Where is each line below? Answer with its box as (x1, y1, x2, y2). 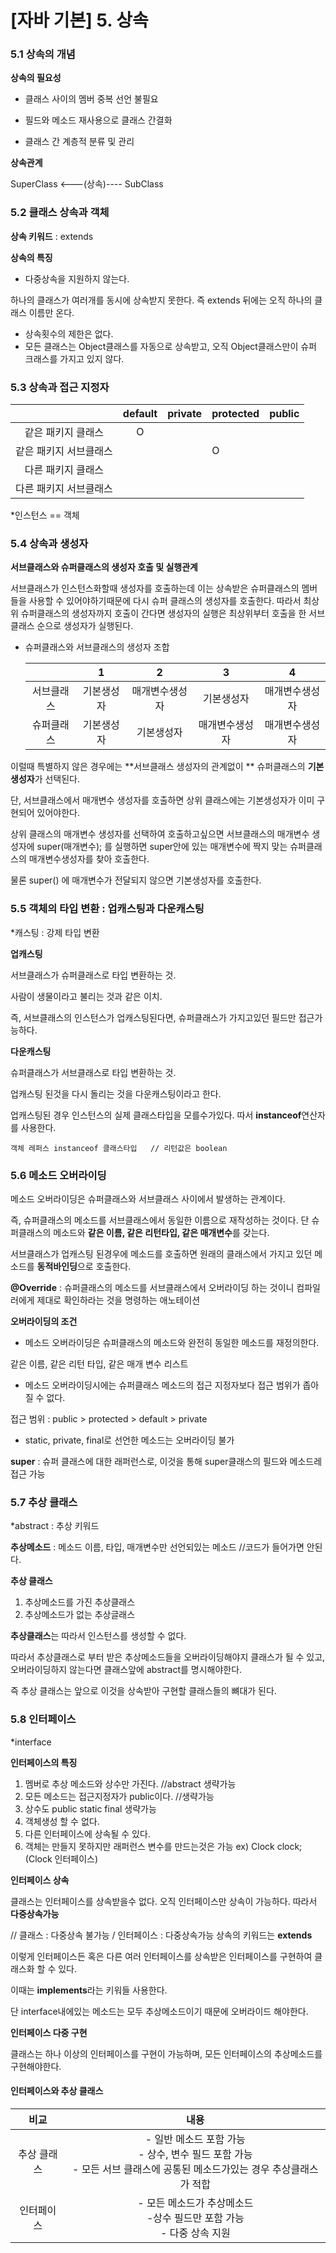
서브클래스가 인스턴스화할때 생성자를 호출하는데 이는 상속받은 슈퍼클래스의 (10, 582, 300, 595)
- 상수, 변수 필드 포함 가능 (138, 2147, 253, 2161)
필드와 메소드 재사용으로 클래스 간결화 (24, 114, 173, 126)
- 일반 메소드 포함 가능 (144, 2132, 246, 2146)
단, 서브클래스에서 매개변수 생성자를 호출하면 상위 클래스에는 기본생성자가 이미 (10, 794, 315, 806)
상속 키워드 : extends (10, 230, 94, 242)
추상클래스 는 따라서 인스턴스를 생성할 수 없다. (10, 1630, 187, 1642)
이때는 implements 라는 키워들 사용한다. (10, 1984, 168, 1996)
